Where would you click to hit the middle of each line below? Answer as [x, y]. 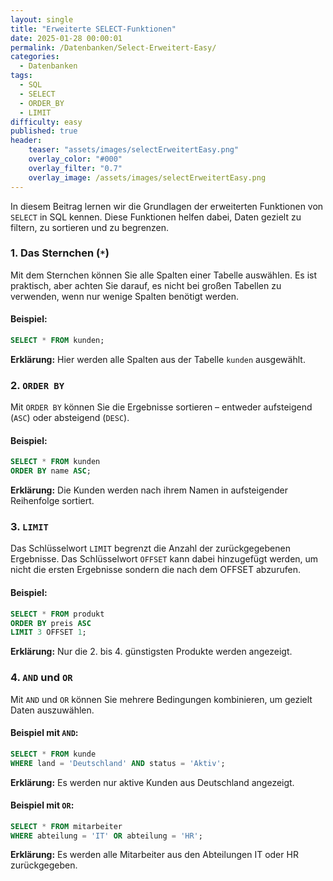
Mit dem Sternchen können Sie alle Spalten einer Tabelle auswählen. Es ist [164, 275]
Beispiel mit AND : [44, 733]
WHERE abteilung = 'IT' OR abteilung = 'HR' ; [106, 836]
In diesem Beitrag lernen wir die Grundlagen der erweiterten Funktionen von [167, 206]
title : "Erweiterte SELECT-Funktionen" [93, 29]
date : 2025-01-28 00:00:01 [66, 38]
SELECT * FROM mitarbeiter [66, 826]
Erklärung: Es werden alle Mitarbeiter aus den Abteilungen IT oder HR [154, 855]
